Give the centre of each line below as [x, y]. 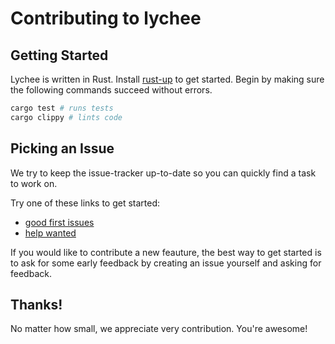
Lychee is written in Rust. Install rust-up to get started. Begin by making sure [167, 79]
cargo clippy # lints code [66, 117]
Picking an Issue [62, 148]
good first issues [59, 222]
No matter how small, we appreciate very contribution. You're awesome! [159, 329]
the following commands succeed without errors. [111, 90]
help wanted [50, 233]
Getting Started [59, 55]
